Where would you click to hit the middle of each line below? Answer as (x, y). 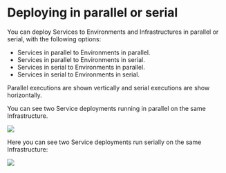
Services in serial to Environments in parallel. (81, 67)
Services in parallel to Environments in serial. (81, 59)
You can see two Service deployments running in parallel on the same (106, 108)
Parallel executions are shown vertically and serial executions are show (109, 88)
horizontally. (25, 95)
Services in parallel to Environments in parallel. (84, 52)
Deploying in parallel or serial (93, 13)
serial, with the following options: (54, 39)
